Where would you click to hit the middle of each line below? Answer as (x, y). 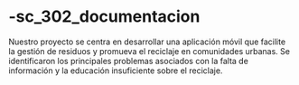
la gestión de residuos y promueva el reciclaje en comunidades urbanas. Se (149, 51)
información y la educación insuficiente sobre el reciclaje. (116, 71)
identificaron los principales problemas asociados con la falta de (129, 61)
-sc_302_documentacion (104, 17)
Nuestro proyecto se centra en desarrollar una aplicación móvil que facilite (147, 42)
